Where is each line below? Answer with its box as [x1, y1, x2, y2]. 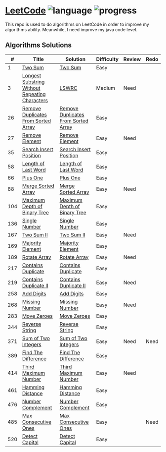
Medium [96, 84, 115, 91]
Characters [22, 97, 48, 104]
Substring [22, 78, 45, 85]
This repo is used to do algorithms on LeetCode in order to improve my [5, 21, 149, 27]
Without [22, 84, 41, 91]
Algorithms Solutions [5, 41, 72, 50]
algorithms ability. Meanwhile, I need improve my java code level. [5, 26, 137, 32]
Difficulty [96, 56, 119, 62]
